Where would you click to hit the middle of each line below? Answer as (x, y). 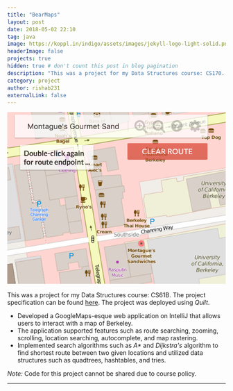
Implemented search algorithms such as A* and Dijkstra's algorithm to (118, 345)
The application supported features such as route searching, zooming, (118, 331)
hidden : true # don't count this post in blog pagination (93, 66)
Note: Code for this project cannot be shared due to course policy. (102, 373)
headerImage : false (35, 51)
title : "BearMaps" (34, 15)
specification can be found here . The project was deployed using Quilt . (109, 302)
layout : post (26, 22)
